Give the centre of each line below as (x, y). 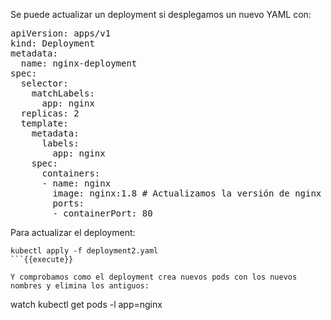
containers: (71, 173)
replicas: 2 (50, 113)
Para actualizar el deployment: (73, 232)
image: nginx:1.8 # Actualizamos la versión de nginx (187, 193)
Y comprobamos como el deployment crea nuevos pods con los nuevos (154, 277)
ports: (68, 203)
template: (44, 123)
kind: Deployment (52, 43)
